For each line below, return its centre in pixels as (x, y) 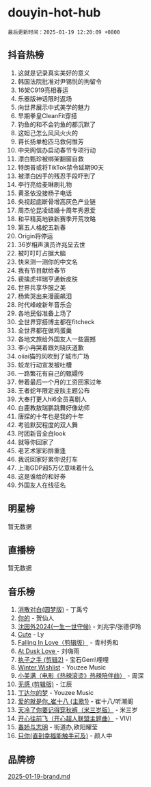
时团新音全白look (42, 433)
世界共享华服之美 (42, 287)
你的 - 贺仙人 (36, 618)
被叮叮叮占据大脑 (42, 253)
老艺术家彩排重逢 (42, 450)
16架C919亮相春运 (43, 90)
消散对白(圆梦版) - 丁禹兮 (53, 610)
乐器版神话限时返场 (45, 98)
